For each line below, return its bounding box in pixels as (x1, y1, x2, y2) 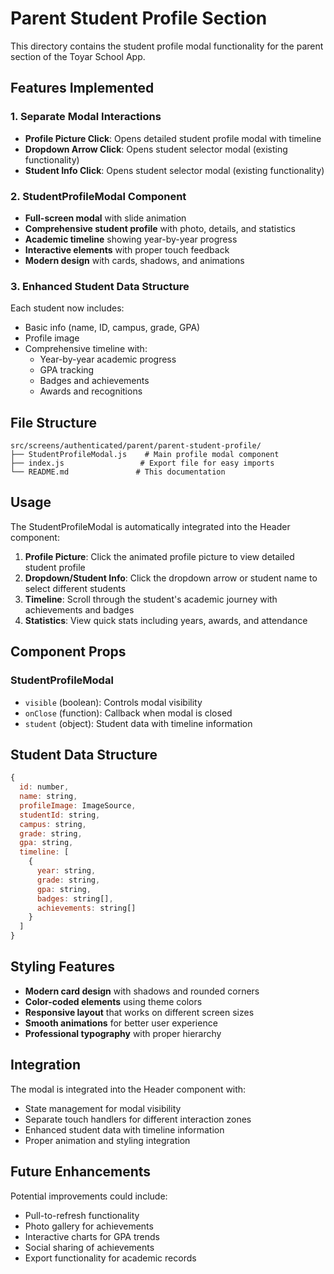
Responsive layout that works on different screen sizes (24, 1006, 255, 1018)
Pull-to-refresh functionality (24, 1209, 140, 1221)
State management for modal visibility (24, 1102, 182, 1114)
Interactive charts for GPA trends (24, 1230, 160, 1242)
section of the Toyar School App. (10, 50, 146, 62)
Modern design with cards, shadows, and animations (24, 254, 245, 266)
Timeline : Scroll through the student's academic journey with (24, 593, 278, 605)
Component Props (10, 643, 127, 661)
